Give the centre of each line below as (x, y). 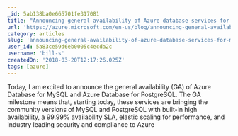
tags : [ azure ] (28, 67)
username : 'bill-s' (36, 54)
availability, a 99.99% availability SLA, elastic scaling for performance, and (116, 117)
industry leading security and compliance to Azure (81, 124)
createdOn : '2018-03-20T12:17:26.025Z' (66, 60)
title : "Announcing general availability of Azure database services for (119, 21)
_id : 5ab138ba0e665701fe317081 (53, 14)
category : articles (36, 34)
